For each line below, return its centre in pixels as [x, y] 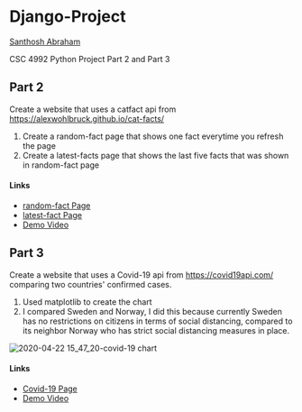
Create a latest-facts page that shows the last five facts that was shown [156, 155]
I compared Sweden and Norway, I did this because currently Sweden [152, 311]
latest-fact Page [52, 215]
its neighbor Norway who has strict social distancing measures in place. [156, 330]
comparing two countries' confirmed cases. [91, 284]
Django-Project [68, 17]
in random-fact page [61, 165]
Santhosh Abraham [45, 41]
